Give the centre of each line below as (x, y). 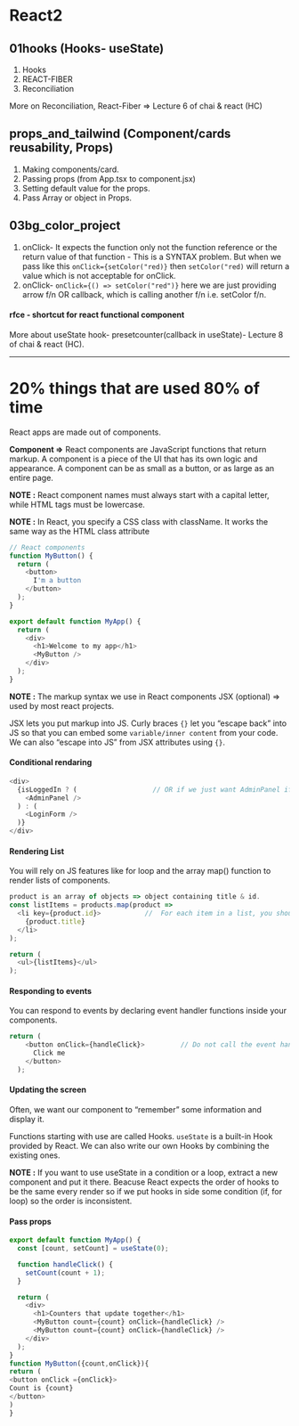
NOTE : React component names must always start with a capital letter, (139, 494)
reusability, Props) (61, 148)
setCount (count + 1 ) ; (65, 1273)
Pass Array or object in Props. (77, 198)
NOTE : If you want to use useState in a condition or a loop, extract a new (144, 1172)
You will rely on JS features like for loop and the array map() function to (140, 871)
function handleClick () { (65, 1264)
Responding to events (50, 990)
